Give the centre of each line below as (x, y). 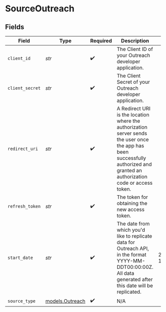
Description (135, 41)
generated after (135, 279)
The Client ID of (135, 49)
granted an (129, 170)
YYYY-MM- (131, 261)
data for (126, 242)
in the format (132, 255)
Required (101, 41)
